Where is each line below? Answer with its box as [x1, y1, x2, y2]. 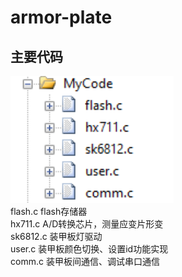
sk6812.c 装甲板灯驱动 [10, 231, 103, 242]
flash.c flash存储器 [10, 206, 88, 217]
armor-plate [10, 6, 113, 29]
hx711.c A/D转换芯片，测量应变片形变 [10, 218, 164, 230]
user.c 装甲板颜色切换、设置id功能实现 [10, 243, 169, 255]
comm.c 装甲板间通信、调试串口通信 [10, 256, 160, 267]
